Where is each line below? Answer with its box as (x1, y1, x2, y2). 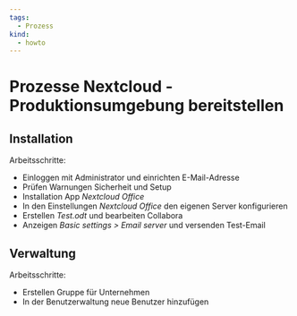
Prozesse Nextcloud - (9, 77, 174, 97)
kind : (9, 30, 30, 38)
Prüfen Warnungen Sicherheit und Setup (21, 182, 172, 192)
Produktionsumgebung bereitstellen (9, 96, 284, 116)
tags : (9, 13, 30, 22)
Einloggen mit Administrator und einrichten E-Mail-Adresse (21, 172, 240, 184)
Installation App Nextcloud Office (21, 192, 145, 202)
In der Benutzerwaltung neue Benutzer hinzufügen (21, 296, 209, 307)
